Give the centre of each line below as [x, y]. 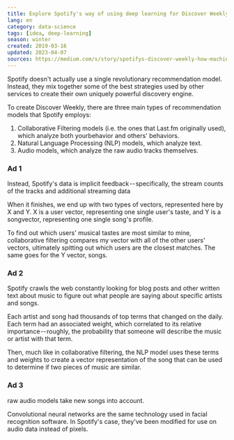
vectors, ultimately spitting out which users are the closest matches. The [111, 248]
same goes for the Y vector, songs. [57, 255]
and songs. [23, 303]
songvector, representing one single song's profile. [80, 220]
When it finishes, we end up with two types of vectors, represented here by [115, 205]
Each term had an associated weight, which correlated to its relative [104, 324]
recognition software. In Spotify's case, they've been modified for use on [112, 421]
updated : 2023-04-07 [37, 53]
